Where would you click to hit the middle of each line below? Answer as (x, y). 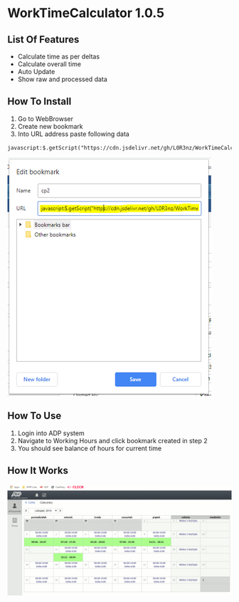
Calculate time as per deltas (59, 56)
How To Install (39, 102)
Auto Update (36, 72)
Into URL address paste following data (73, 134)
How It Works (38, 471)
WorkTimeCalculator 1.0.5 (86, 13)
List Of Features (43, 40)
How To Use (34, 416)
